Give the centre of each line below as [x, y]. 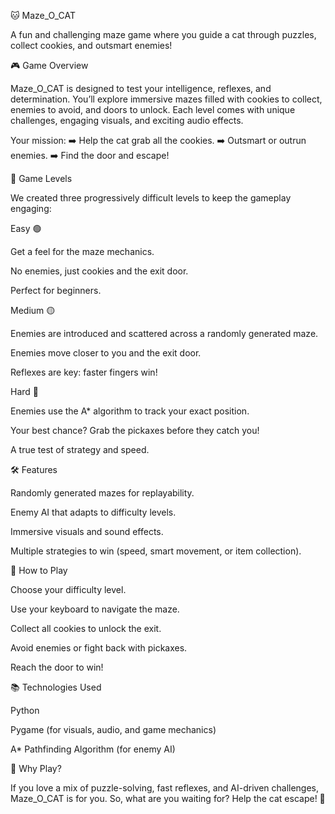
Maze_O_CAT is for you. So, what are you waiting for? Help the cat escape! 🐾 [168, 798]
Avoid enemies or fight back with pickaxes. [99, 648]
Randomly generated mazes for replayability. [102, 493]
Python [25, 710]
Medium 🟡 [33, 310]
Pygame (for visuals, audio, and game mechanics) [113, 729]
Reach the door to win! [57, 667]
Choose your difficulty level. [68, 589]
